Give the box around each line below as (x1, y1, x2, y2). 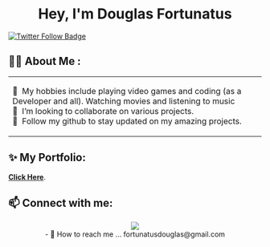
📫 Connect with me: (8, 196, 113, 209)
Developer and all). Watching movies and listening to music (12, 95, 235, 107)
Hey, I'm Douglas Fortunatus (38, 5, 232, 23)
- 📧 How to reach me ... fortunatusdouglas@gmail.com (44, 229, 226, 239)
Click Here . (8, 172, 47, 181)
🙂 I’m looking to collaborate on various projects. (12, 105, 194, 116)
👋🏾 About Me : (8, 55, 82, 68)
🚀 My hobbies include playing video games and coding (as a (12, 85, 242, 96)
